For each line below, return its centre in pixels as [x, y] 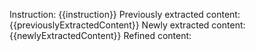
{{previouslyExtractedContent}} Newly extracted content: [127, 25]
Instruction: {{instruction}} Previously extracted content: [125, 14]
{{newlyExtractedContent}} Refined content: [100, 35]
